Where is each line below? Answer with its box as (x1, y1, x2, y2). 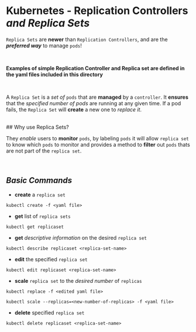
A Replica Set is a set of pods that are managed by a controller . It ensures (6, 94, 189, 101)
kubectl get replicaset (6, 224, 64, 230)
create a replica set (14, 191, 66, 198)
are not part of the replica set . (6, 147, 82, 154)
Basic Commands (6, 175, 72, 185)
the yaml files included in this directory (6, 71, 104, 78)
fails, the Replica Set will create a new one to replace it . (6, 106, 142, 113)
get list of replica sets (14, 212, 71, 220)
